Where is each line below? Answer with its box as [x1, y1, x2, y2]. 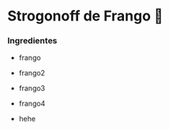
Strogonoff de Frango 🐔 [7, 7, 163, 25]
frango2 [18, 69, 45, 78]
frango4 [18, 98, 46, 109]
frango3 [18, 84, 46, 93]
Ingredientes [7, 35, 58, 46]
